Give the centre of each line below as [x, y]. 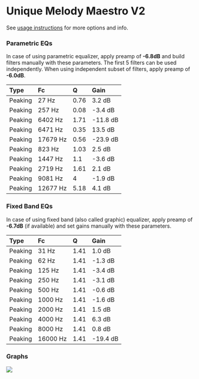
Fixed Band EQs [29, 207]
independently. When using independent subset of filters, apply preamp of [98, 69]
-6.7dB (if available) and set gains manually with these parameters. [89, 226]
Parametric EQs [29, 43]
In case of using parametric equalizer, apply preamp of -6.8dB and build [95, 56]
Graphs [17, 357]
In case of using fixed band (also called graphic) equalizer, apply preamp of [99, 219]
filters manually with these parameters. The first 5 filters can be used [91, 63]
